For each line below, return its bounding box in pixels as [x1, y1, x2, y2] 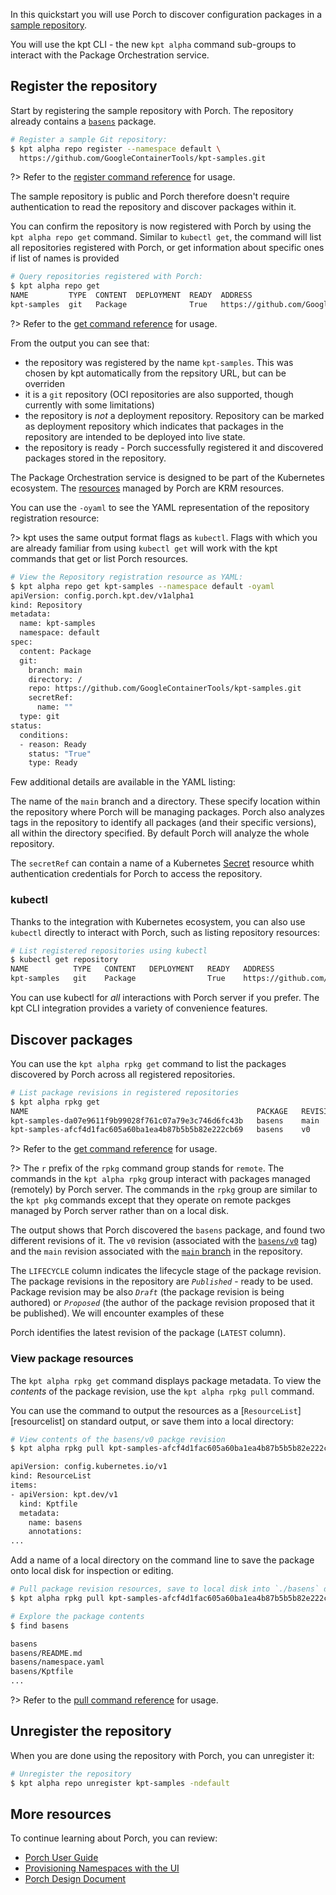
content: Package [19, 646, 92, 656]
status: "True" [28, 749, 92, 759]
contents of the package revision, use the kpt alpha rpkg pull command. [10, 1385, 315, 1397]
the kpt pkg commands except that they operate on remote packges [10, 1194, 292, 1206]
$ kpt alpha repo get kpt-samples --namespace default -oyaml [10, 581, 275, 591]
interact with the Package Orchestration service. [10, 49, 210, 61]
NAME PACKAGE [10, 1106, 288, 1116]
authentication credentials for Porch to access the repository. [10, 868, 263, 880]
